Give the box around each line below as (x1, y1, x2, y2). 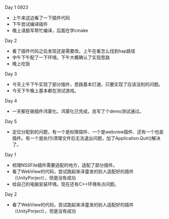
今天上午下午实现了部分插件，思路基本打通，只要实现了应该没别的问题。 (12, 81, 163, 87)
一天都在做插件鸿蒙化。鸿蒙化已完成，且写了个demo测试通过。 (12, 108, 144, 114)
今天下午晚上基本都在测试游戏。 (12, 88, 79, 93)
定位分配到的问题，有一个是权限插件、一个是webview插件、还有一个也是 (12, 129, 164, 135)
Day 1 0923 (5, 5, 28, 10)
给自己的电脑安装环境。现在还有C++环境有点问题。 (12, 181, 119, 187)
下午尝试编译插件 (12, 21, 48, 27)
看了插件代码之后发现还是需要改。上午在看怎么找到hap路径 (12, 48, 136, 54)
